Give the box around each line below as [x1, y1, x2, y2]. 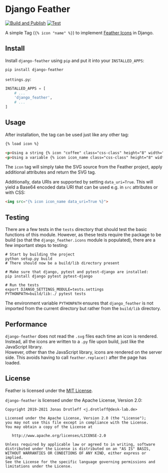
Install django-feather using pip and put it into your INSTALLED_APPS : [5, 57, 144, 63]
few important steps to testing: [5, 242, 68, 248]
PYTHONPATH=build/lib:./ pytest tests [5, 291, 86, 296]
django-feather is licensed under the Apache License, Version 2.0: [5, 397, 142, 403]
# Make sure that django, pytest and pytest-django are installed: [5, 269, 149, 274]
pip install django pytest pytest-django [5, 274, 93, 279]
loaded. [5, 359, 21, 365]
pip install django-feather [5, 67, 64, 72]
